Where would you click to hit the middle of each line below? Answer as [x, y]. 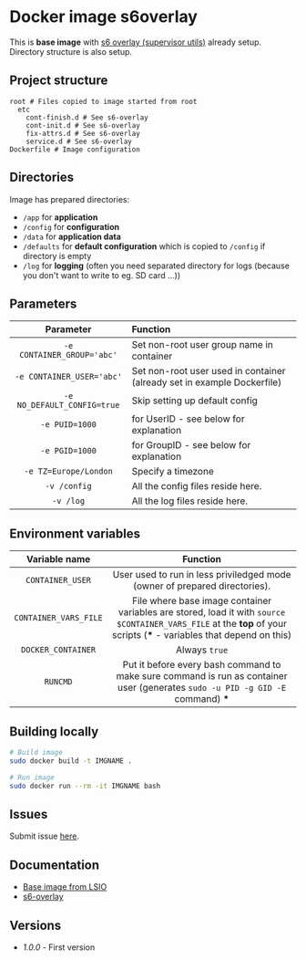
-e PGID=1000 [69, 451]
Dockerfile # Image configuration [75, 149]
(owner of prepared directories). [202, 586]
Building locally [54, 731]
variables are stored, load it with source [202, 612]
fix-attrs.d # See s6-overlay [83, 133]
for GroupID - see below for [191, 445]
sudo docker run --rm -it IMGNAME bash [85, 786]
